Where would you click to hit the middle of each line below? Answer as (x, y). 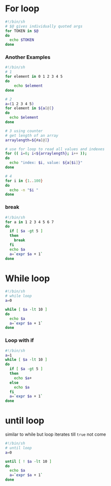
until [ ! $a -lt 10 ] (28, 461)
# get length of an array (32, 135)
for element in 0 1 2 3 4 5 (34, 77)
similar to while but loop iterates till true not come (55, 434)
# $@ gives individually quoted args (44, 26)
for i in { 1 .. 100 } (24, 181)
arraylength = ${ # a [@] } (27, 140)
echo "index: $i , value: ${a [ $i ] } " (46, 163)
